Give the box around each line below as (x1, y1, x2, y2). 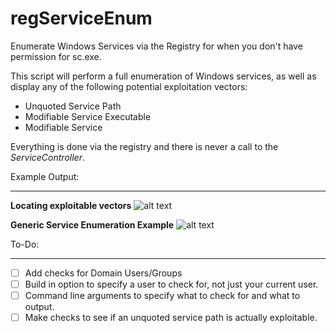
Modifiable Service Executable (24, 110, 152, 122)
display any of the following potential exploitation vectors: (10, 80, 248, 92)
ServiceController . (10, 151, 85, 163)
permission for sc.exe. (10, 50, 102, 62)
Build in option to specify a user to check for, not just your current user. (24, 278, 319, 290)
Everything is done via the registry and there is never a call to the (10, 140, 279, 152)
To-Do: (10, 238, 40, 250)
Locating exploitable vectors (10, 199, 132, 211)
